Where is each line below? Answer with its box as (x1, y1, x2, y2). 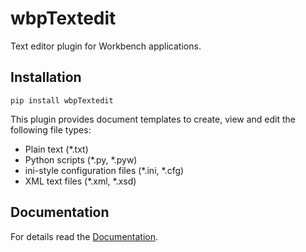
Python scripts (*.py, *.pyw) (24, 153, 138, 166)
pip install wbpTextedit (10, 95, 114, 106)
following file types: (10, 123, 92, 136)
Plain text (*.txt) (24, 143, 89, 155)
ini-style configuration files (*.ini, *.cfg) (24, 164, 185, 176)
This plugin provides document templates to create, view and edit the (10, 113, 297, 125)
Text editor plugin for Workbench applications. (10, 40, 202, 52)
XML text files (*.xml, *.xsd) (24, 175, 137, 187)
